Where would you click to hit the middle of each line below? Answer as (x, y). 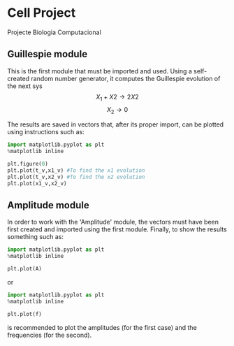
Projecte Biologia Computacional (54, 32)
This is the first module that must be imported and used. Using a (100, 71)
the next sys (25, 86)
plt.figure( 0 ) (28, 164)
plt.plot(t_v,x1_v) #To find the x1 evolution (76, 170)
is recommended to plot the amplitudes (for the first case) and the (102, 327)
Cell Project (42, 13)
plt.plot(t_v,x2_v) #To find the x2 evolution (76, 177)
